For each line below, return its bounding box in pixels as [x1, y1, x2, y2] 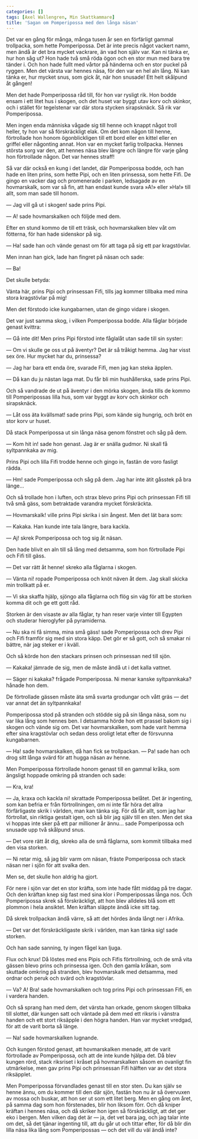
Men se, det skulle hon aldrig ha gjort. [6, 873, 99, 880]
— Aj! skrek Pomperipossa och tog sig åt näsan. [6, 534, 123, 542]
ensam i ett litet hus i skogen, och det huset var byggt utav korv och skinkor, [6, 98, 192, 105]
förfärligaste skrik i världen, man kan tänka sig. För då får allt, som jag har [6, 807, 186, 814]
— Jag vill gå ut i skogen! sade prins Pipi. [6, 201, 106, 208]
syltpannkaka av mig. [6, 447, 58, 454]
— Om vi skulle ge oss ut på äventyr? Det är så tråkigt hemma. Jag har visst [6, 346, 191, 354]
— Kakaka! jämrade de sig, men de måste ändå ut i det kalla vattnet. [6, 664, 171, 671]
